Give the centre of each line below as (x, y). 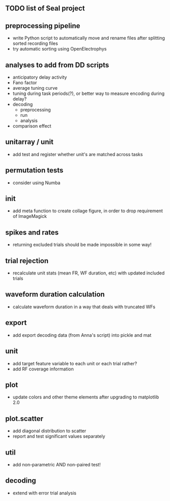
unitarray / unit (29, 142)
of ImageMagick (30, 216)
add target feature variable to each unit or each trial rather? (75, 363)
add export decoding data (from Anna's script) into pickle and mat (82, 335)
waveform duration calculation (55, 295)
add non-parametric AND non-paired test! (56, 464)
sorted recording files (35, 43)
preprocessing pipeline (43, 26)
